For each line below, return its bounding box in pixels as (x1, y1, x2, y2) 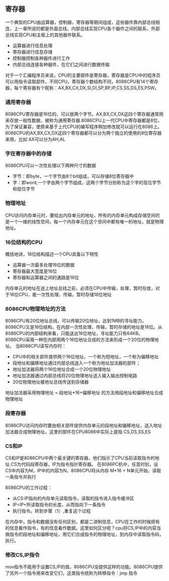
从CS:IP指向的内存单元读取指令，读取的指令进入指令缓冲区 (12, 495, 134, 501)
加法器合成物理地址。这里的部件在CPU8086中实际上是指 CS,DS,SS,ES (5, 429, 151, 435)
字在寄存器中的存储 (5, 150, 52, 157)
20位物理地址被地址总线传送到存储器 (12, 379, 89, 385)
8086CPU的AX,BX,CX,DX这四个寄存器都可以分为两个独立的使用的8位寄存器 (5, 130, 162, 136)
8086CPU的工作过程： (5, 484, 52, 491)
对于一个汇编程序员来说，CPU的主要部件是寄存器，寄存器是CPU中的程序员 (5, 72, 161, 78)
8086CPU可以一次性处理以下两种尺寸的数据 (5, 163, 97, 169)
